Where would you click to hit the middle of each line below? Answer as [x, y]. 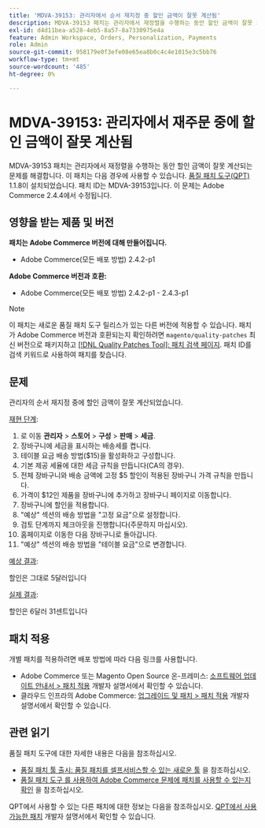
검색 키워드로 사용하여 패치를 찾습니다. [68, 355]
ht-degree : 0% [32, 74]
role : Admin [28, 45]
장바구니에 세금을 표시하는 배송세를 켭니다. [86, 446]
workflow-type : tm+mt [44, 60]
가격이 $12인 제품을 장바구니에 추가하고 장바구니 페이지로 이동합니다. [126, 495]
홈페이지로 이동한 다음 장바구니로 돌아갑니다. [89, 535]
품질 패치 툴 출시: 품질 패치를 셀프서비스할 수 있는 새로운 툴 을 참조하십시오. [135, 770]
